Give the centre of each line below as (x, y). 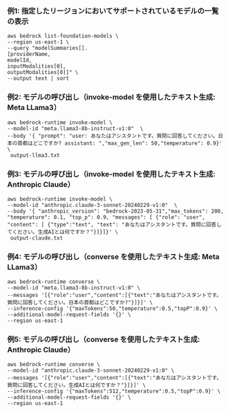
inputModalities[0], (37, 66)
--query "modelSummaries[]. (48, 48)
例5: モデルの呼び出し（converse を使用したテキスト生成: (104, 339)
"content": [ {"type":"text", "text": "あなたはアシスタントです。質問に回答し (115, 224)
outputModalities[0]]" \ (43, 73)
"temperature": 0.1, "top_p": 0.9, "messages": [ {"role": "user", (106, 217)
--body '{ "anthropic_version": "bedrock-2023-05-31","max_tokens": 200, (116, 211)
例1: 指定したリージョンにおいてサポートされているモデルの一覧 (113, 10)
